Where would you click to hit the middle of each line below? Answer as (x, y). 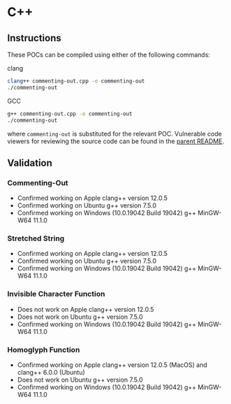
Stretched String (36, 238)
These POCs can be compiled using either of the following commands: (109, 55)
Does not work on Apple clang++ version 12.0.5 (86, 309)
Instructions (34, 38)
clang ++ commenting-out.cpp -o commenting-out (76, 81)
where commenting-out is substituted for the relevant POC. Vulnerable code (114, 134)
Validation (30, 163)
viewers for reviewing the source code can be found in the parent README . (116, 141)
